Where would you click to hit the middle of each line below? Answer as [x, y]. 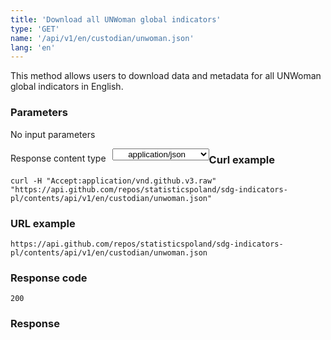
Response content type [58, 158]
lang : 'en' [33, 47]
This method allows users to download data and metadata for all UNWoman [166, 76]
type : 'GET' [35, 29]
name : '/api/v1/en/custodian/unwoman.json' [102, 38]
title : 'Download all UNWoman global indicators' [116, 19]
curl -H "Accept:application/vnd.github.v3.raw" [113, 181]
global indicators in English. [67, 87]
